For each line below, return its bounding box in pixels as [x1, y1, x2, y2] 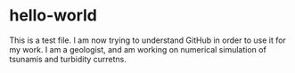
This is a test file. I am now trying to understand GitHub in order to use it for [9, 35, 287, 45]
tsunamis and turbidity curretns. [9, 53, 127, 64]
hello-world [9, 5, 98, 26]
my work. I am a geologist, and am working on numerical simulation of [9, 44, 267, 54]
